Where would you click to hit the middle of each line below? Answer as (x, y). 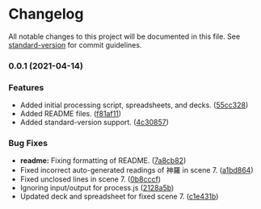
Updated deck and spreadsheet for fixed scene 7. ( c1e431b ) (119, 196)
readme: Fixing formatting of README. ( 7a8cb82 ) (103, 161)
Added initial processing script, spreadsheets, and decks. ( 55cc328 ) (134, 105)
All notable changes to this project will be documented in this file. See (124, 36)
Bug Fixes (28, 144)
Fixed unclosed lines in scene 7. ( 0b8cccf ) (91, 179)
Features (26, 87)
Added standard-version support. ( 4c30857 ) (95, 123)
